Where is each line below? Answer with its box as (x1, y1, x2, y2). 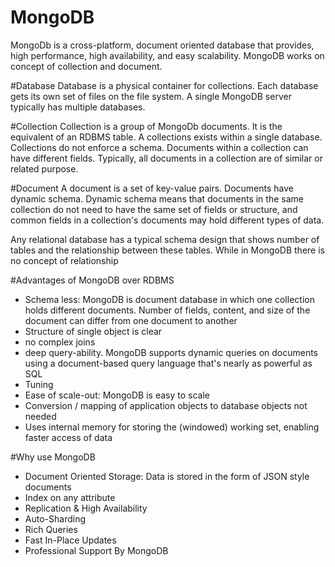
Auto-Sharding (24, 512, 86, 525)
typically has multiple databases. (10, 101, 146, 113)
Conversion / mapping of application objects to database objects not (24, 399, 308, 411)
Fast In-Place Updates (24, 534, 117, 546)
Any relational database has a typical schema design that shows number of (10, 233, 320, 245)
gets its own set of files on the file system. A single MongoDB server (10, 90, 292, 102)
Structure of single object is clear (24, 325, 163, 337)
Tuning (24, 378, 54, 390)
